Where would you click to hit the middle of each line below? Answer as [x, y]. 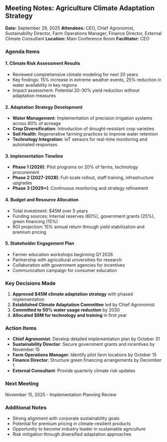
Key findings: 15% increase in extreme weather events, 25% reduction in [87, 80]
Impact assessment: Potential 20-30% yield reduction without [76, 90]
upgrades [22, 183]
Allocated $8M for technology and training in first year [70, 315]
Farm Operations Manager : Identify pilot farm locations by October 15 [84, 355]
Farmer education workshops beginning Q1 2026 [63, 254]
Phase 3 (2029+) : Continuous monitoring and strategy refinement [80, 188]
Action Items [21, 328]
